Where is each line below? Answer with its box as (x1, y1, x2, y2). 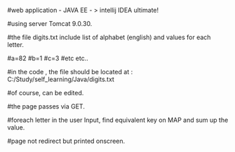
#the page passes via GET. (7, 102, 86, 111)
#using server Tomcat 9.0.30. (7, 20, 93, 27)
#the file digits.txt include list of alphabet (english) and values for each (7, 33, 211, 41)
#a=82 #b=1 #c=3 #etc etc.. (7, 54, 89, 62)
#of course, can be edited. (7, 89, 84, 97)
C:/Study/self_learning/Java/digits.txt (7, 75, 114, 83)
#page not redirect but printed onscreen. (7, 137, 126, 145)
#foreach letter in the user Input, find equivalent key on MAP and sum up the (7, 116, 229, 124)
